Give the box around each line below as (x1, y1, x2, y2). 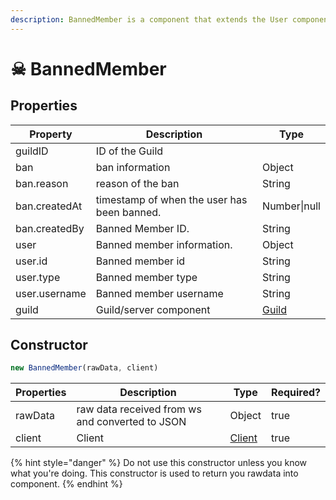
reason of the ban (95, 176, 180, 190)
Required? (271, 386, 321, 400)
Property (29, 127, 73, 141)
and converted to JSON (76, 415, 187, 429)
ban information (95, 160, 171, 174)
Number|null (262, 199, 321, 213)
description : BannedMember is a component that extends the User (10, 14, 288, 25)
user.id (15, 254, 48, 268)
